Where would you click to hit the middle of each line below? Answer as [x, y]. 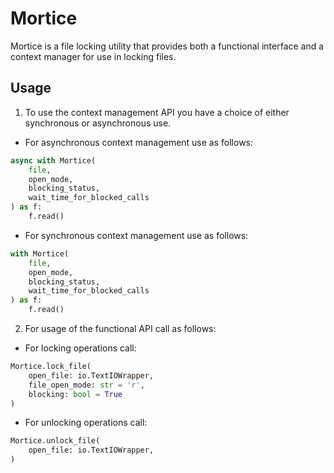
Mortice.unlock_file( [55, 441]
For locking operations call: [80, 348]
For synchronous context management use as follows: [136, 235]
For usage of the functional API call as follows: [120, 328]
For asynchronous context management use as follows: [139, 142]
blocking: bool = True [75, 394]
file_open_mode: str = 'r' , [86, 385]
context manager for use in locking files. [93, 56]
